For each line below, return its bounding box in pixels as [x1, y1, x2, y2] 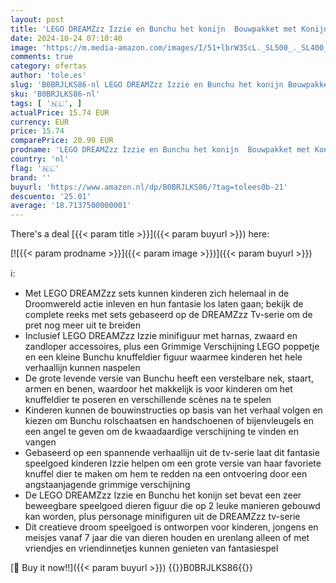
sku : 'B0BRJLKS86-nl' [10, 89, 101, 99]
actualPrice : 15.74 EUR [10, 107, 110, 118]
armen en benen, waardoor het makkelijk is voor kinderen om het [24, 383, 293, 395]
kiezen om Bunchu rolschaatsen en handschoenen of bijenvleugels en [24, 415, 314, 427]
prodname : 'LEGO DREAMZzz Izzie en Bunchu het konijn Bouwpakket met [10, 145, 311, 155]
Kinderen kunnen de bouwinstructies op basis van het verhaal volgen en [24, 404, 323, 416]
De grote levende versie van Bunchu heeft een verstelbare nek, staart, [24, 372, 314, 385]
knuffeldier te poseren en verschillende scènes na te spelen [24, 394, 272, 406]
